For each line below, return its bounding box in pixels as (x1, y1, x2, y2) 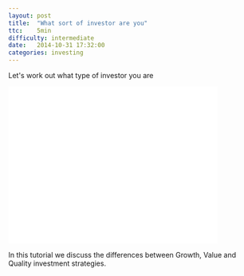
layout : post (8, 11, 52, 20)
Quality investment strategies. (8, 258, 106, 268)
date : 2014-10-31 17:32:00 (8, 41, 105, 49)
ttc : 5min (8, 26, 52, 34)
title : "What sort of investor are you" (8, 19, 148, 27)
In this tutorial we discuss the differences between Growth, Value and (8, 250, 237, 259)
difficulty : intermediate (8, 34, 94, 42)
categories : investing (8, 49, 84, 57)
